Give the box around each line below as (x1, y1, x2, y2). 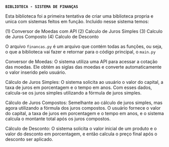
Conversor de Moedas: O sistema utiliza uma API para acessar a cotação (5, 59, 158, 65)
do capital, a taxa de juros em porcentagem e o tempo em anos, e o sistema (5, 111, 164, 116)
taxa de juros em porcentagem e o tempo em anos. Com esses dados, (5, 84, 152, 90)
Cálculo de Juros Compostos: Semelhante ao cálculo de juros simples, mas (5, 100, 163, 106)
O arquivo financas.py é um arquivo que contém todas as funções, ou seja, (5, 43, 163, 50)
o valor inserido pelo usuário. (5, 69, 66, 75)
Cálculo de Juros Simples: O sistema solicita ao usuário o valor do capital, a (5, 79, 163, 85)
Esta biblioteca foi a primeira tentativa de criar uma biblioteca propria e (5, 13, 154, 19)
